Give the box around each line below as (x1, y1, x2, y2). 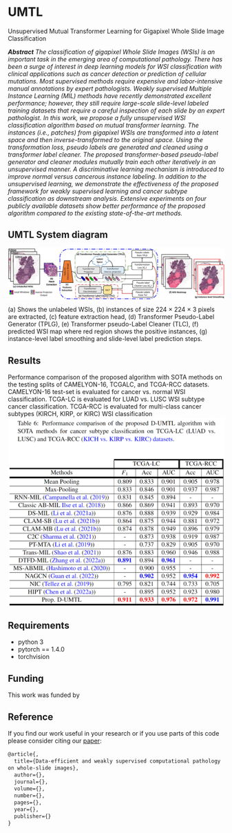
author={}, (14, 772, 45, 778)
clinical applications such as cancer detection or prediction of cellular (8, 70, 207, 78)
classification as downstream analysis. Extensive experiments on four (8, 194, 207, 202)
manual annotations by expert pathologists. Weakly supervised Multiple (8, 84, 212, 92)
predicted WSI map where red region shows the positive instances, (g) (8, 327, 208, 335)
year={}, (14, 806, 39, 813)
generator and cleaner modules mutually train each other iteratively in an (8, 157, 216, 166)
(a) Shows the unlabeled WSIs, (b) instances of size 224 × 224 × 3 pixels (8, 305, 215, 314)
